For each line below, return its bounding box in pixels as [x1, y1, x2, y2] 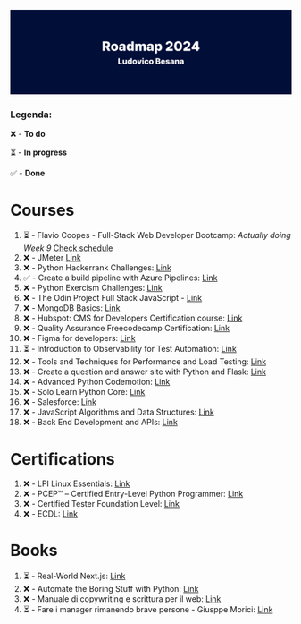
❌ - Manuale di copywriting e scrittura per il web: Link [22, 594, 222, 604]
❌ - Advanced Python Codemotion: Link [22, 377, 171, 388]
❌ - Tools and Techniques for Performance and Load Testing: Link [22, 356, 267, 367]
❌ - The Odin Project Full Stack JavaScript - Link [22, 293, 203, 303]
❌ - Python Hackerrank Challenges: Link [22, 262, 172, 273]
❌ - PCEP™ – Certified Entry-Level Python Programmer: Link [22, 489, 244, 500]
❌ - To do [10, 129, 46, 140]
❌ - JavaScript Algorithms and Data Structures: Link [22, 406, 215, 417]
